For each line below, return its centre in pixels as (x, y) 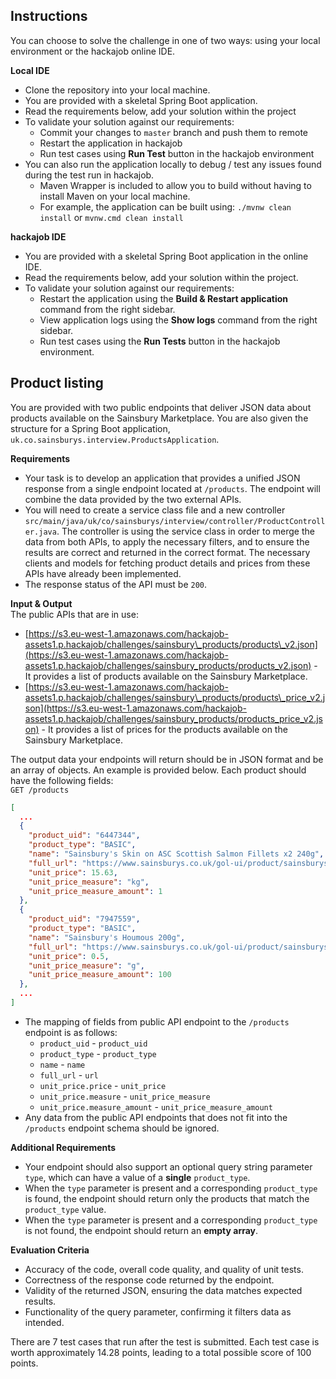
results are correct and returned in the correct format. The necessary (167, 552)
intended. (44, 1322)
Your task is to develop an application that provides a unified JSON (162, 478)
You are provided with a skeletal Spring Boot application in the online (166, 256)
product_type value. (65, 1209)
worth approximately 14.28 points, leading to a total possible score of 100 (161, 1352)
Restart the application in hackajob (111, 143)
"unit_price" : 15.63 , (73, 872)
